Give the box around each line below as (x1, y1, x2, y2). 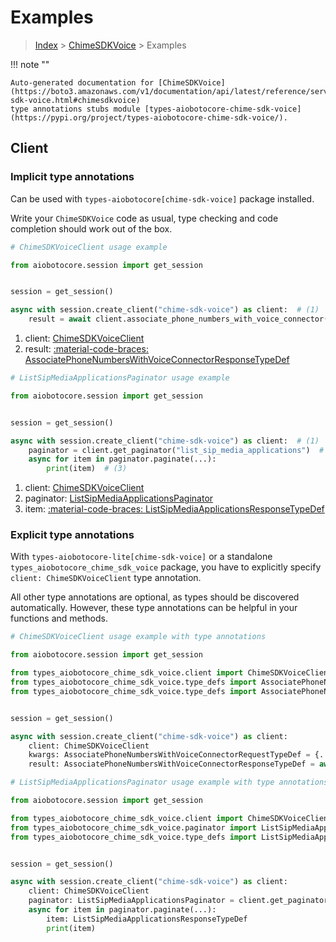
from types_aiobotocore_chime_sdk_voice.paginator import (10, 822, 257, 833)
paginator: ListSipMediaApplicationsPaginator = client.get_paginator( (28, 896, 333, 906)
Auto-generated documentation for (10, 77, 155, 88)
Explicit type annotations (10, 528, 135, 542)
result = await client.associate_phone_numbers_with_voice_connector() (28, 314, 333, 325)
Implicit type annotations (10, 170, 135, 184)
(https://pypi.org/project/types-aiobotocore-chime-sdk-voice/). (10, 112, 288, 123)
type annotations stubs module (10, 104, 141, 114)
